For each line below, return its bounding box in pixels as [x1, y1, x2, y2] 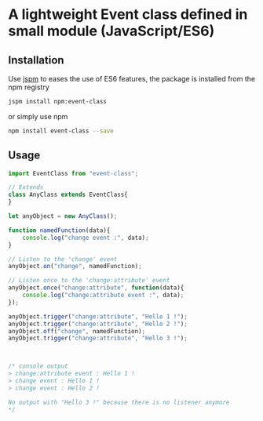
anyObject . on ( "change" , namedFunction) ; [8, 263, 143, 270]
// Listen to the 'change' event [8, 255, 118, 263]
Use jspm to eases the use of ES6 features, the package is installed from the [8, 74, 256, 83]
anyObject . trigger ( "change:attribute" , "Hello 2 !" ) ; [8, 320, 188, 328]
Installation [8, 53, 64, 67]
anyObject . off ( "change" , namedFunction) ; [8, 327, 146, 335]
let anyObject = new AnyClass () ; [8, 212, 118, 220]
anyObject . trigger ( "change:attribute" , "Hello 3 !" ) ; [8, 335, 188, 343]
